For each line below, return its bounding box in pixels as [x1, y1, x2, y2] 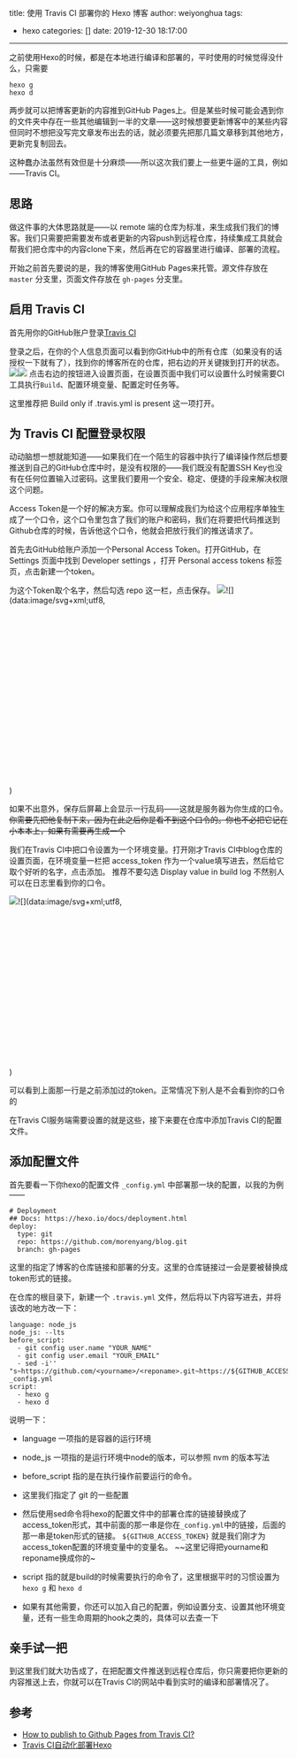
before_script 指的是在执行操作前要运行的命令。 [21, 1470, 197, 1481]
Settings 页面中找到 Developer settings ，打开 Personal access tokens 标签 [9, 556, 283, 566]
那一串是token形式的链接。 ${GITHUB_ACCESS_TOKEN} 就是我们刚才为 [21, 1530, 266, 1541]
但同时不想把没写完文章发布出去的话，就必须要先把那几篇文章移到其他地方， [9, 127, 288, 137]
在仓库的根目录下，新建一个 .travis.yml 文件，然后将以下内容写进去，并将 [9, 1291, 282, 1302]
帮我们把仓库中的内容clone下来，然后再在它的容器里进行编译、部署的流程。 [9, 243, 286, 254]
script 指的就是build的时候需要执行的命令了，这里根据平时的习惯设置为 [21, 1571, 280, 1582]
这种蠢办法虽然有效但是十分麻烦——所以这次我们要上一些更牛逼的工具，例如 [9, 157, 288, 167]
